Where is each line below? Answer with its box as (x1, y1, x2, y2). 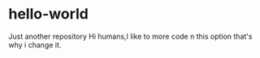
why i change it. (8, 39, 62, 49)
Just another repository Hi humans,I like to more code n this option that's (8, 31, 253, 41)
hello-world (8, 5, 89, 23)
